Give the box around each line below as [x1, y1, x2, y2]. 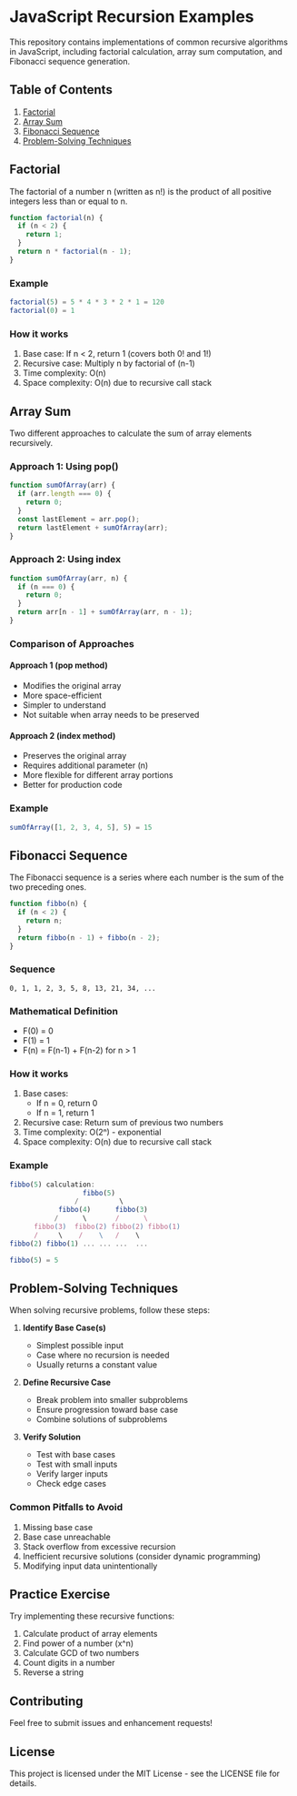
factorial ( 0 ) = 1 [9, 306, 75, 315]
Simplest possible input [35, 1340, 124, 1351]
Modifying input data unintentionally [22, 1560, 158, 1571]
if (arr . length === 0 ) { [17, 489, 112, 499]
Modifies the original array [22, 681, 122, 691]
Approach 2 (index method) [9, 730, 116, 741]
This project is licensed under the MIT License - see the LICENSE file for [9, 1768, 280, 1780]
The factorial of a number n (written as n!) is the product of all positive [9, 186, 272, 197]
